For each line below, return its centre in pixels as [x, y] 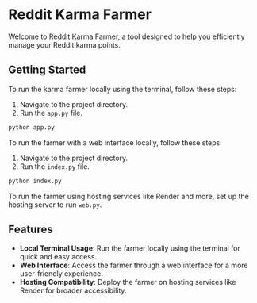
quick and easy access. [58, 257]
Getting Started [47, 70]
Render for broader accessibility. [73, 290]
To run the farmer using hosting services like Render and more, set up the [129, 196]
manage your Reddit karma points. [65, 44]
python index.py [35, 181]
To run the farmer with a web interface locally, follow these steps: [115, 142]
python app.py [32, 127]
